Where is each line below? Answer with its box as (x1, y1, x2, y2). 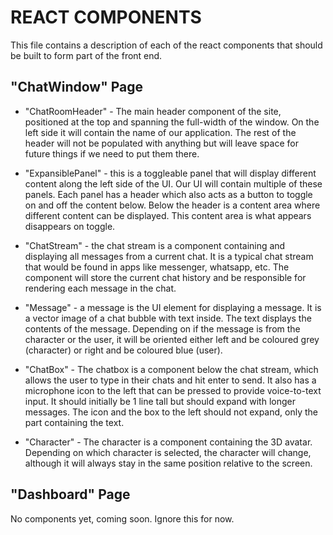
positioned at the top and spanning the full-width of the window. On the (24, 116, 320, 128)
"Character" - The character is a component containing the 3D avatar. (24, 436, 313, 448)
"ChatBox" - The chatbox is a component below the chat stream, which (24, 363, 319, 375)
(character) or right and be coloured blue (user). (24, 344, 223, 356)
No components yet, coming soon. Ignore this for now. (10, 512, 235, 525)
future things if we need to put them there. (24, 147, 200, 160)
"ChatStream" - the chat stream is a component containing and (24, 239, 286, 251)
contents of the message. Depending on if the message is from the (24, 322, 301, 335)
